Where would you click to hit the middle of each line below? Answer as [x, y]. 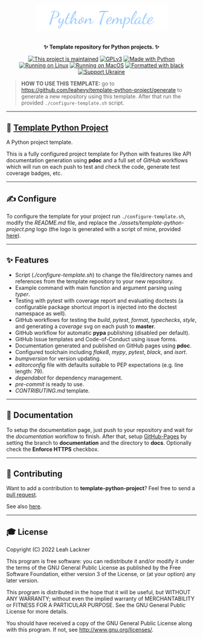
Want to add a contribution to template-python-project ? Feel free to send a [101, 488]
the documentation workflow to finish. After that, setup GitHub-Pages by [97, 436]
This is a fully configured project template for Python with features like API [99, 154]
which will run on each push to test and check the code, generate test [93, 167]
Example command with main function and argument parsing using [98, 287]
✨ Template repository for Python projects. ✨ [101, 47]
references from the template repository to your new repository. [94, 281]
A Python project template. [40, 142]
